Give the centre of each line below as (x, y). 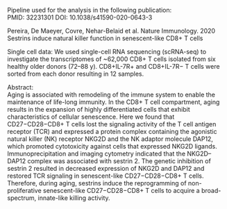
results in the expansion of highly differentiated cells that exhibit (99, 109)
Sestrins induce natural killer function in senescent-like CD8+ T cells (105, 38)
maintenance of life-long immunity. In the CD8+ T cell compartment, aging (113, 102)
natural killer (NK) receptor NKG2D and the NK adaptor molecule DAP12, (110, 139)
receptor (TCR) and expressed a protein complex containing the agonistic (112, 132)
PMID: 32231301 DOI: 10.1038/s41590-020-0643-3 (80, 17)
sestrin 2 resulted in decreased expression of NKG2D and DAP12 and (106, 168)
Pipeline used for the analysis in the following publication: (90, 10)
